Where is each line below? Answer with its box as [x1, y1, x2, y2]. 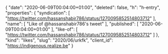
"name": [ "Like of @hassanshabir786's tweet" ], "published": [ [5, 21, 139, 27]
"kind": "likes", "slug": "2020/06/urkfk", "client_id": [5, 37, 114, 43]
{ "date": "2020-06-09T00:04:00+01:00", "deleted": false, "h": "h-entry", [5, 5, 160, 10]
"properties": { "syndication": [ [5, 10, 70, 16]
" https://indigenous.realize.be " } [5, 43, 73, 48]
